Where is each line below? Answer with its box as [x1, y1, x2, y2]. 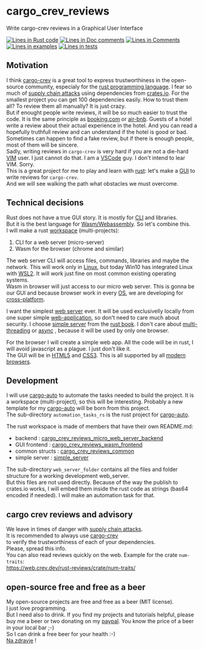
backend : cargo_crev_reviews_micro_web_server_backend [15, 435, 164, 442]
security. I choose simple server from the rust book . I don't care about [6, 320, 182, 327]
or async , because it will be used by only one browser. [31, 327, 169, 334]
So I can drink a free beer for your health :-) [6, 631, 116, 637]
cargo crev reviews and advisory [6, 509, 133, 520]
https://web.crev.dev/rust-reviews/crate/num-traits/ [6, 564, 135, 571]
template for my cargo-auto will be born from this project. [6, 405, 151, 412]
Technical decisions [6, 198, 84, 208]
